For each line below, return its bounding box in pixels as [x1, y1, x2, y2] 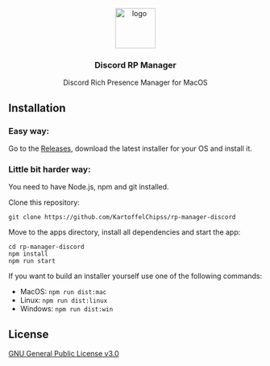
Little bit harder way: [8, 164, 91, 175]
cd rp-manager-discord [8, 243, 85, 252]
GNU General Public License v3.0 [8, 349, 119, 359]
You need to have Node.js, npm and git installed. [8, 182, 169, 192]
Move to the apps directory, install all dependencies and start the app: [8, 227, 241, 237]
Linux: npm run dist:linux [19, 295, 108, 306]
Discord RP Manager [94, 59, 177, 70]
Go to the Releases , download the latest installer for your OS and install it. [8, 143, 252, 153]
